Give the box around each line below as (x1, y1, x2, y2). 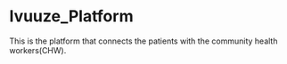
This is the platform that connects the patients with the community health (9, 36, 278, 46)
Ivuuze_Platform (9, 6, 134, 27)
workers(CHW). (9, 44, 67, 55)
